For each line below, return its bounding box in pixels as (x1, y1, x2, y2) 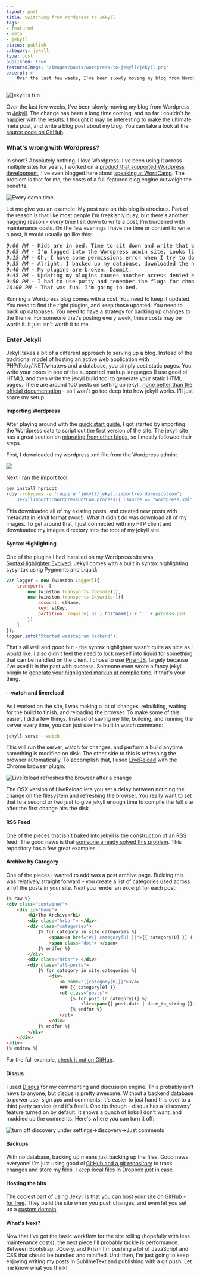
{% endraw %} (6, 1045, 39, 1051)
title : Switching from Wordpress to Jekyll (6, 14, 116, 20)
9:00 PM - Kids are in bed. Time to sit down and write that (6, 242, 189, 249)
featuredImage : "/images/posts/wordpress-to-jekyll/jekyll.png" (6, 64, 169, 70)
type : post (6, 53, 33, 59)
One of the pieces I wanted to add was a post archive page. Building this (6, 871, 184, 878)
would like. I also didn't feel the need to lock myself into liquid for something (6, 650, 193, 657)
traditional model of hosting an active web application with (6, 356, 150, 363)
